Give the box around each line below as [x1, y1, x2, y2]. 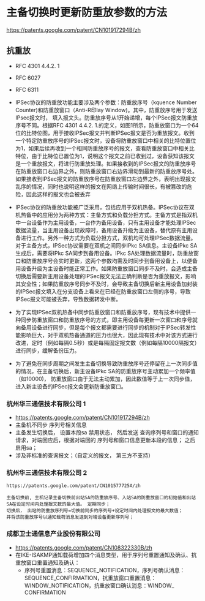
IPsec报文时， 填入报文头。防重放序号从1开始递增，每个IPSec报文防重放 [15, 114, 198, 121]
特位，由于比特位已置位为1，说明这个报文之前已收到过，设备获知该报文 [15, 152, 195, 159]
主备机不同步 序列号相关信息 [15, 421, 87, 429]
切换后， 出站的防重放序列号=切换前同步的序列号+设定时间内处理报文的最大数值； [6, 508, 184, 514]
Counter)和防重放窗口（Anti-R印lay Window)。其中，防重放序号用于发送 [15, 106, 198, 113]
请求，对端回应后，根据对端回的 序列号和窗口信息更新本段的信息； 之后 [15, 436, 196, 444]
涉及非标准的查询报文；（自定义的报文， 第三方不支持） [15, 452, 154, 459]
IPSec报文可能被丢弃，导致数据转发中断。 [15, 295, 121, 303]
